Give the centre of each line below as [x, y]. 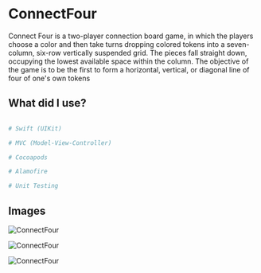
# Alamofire [28, 172]
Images [27, 211]
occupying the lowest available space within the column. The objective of [129, 61]
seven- [238, 44]
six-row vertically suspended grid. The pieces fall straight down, [142, 53]
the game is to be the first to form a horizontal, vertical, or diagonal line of [129, 69]
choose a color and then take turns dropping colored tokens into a [117, 44]
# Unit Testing [33, 186]
